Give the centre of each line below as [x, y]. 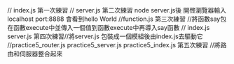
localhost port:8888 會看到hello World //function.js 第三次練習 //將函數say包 [117, 19]
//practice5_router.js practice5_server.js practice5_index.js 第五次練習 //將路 [117, 45]
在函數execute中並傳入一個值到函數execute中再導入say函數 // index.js [109, 27]
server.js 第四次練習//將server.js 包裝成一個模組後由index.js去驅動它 [105, 36]
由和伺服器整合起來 [35, 54]
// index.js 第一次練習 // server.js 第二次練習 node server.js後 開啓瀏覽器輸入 [117, 10]
